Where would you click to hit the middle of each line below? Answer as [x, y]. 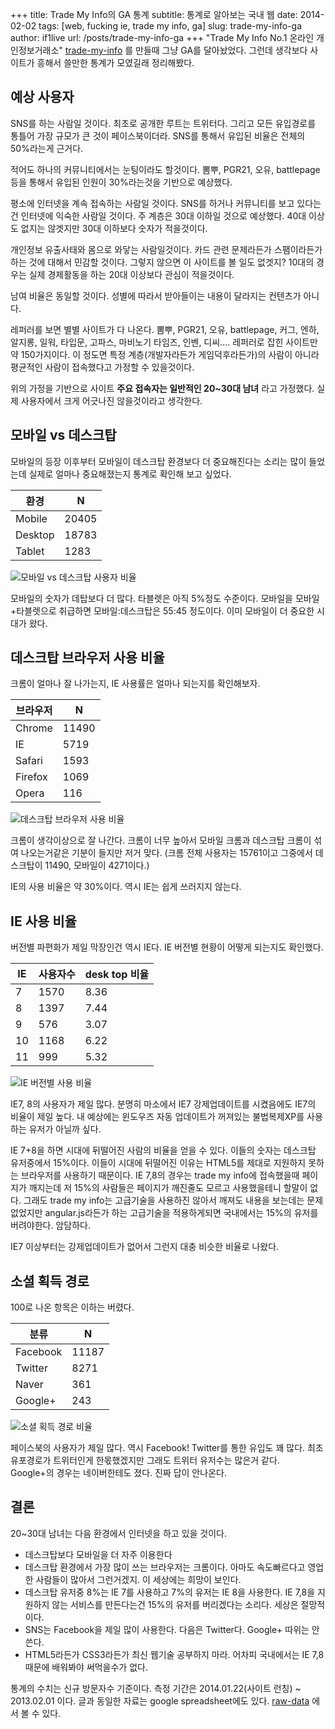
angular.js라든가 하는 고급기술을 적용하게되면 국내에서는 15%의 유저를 [181, 1213]
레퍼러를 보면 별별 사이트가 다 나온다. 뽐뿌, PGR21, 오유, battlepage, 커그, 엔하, [165, 329]
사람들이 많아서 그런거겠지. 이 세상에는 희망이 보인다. [138, 1579]
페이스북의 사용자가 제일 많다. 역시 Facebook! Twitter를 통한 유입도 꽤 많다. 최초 [167, 1448]
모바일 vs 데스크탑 [63, 435]
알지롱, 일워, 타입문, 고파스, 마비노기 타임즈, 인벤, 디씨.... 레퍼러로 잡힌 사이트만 [164, 342]
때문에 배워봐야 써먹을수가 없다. [86, 1667]
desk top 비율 [117, 975]
